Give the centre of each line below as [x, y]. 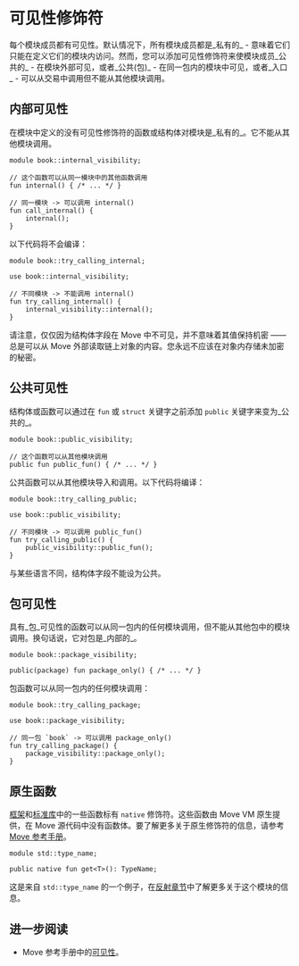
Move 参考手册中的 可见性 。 [73, 952]
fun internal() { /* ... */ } [66, 185]
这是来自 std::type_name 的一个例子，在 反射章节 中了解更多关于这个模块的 [145, 887]
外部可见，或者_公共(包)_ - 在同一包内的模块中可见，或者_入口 [174, 67]
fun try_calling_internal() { [66, 301]
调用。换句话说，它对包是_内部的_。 [75, 638]
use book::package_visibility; [67, 721]
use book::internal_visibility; [69, 276]
